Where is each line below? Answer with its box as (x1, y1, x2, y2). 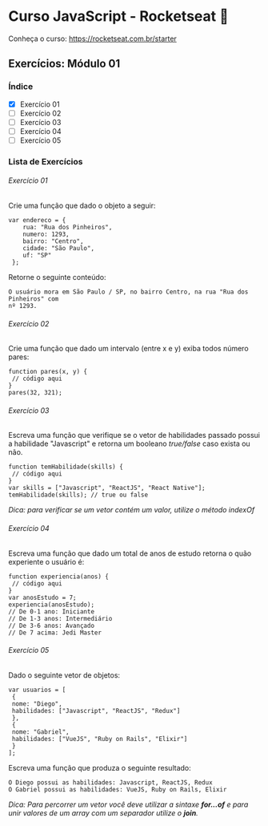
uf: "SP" (22, 252, 52, 260)
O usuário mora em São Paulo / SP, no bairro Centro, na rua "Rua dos (8, 288, 249, 296)
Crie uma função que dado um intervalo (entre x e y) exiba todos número (8, 344, 250, 354)
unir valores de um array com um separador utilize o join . (8, 808, 198, 817)
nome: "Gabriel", (11, 727, 70, 736)
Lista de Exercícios (8, 156, 83, 167)
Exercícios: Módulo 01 (8, 57, 121, 71)
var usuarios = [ (8, 686, 66, 694)
